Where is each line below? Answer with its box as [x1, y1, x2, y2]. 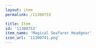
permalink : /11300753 [5, 12, 51, 17]
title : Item [5, 21, 30, 26]
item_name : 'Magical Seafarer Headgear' [5, 31, 92, 36]
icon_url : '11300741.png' [5, 35, 60, 40]
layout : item [5, 7, 33, 13]
